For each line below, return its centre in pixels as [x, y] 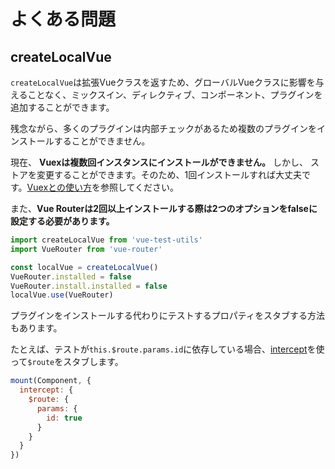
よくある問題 [63, 19]
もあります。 [36, 328]
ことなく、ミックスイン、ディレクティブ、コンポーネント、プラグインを [175, 94]
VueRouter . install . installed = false [89, 286]
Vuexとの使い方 [59, 187]
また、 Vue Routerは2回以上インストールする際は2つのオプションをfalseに [164, 208]
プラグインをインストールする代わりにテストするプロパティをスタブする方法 [167, 316]
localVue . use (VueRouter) [62, 295]
